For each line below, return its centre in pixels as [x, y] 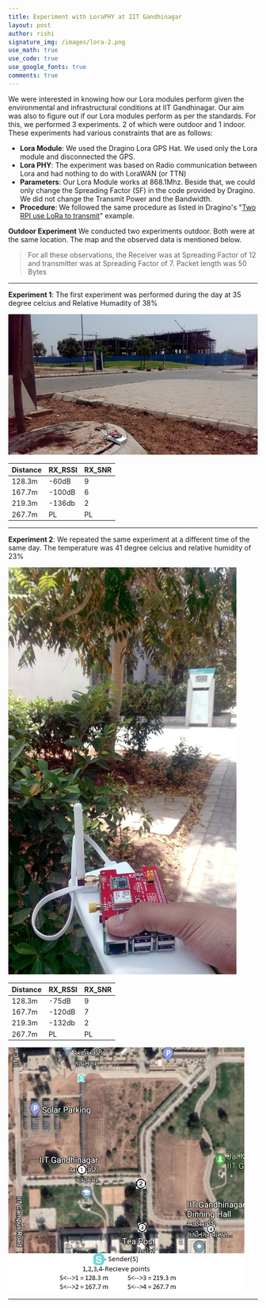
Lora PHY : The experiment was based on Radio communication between [138, 165]
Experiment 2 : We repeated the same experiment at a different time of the [129, 539]
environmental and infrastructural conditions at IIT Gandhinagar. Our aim [126, 107]
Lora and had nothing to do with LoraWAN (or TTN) [103, 173]
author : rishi [32, 33]
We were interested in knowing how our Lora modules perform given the [126, 98]
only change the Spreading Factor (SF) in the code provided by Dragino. [137, 190]
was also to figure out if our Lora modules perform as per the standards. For [132, 116]
